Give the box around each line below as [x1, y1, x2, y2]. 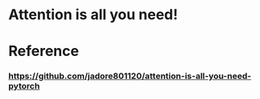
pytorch [8, 81, 40, 92]
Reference [8, 42, 79, 61]
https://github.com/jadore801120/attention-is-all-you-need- [8, 70, 252, 81]
